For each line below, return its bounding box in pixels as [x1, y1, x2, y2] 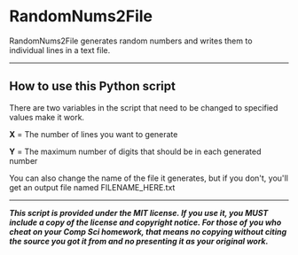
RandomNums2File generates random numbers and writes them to [9, 35, 253, 46]
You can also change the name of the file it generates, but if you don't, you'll [9, 173, 288, 183]
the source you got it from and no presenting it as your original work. [9, 236, 269, 246]
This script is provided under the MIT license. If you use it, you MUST [9, 207, 269, 218]
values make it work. [9, 112, 85, 122]
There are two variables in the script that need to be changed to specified [9, 102, 278, 112]
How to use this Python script [9, 79, 176, 94]
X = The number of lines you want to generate [9, 128, 178, 139]
